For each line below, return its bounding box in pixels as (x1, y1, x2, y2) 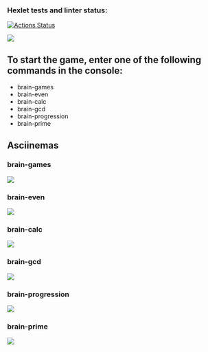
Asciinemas (7, 140, 59, 151)
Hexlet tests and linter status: (7, 5, 108, 15)
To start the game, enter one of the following (7, 54, 202, 65)
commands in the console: (7, 65, 124, 76)
